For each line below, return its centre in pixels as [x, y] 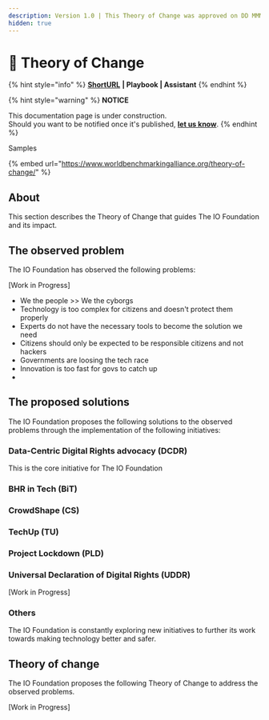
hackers [33, 352]
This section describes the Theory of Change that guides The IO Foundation [134, 217]
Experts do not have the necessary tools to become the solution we [131, 326]
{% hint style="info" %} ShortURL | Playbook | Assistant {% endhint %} [128, 85]
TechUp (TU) [34, 531]
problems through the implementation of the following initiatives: [114, 430]
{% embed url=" [35, 164]
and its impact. [33, 226]
